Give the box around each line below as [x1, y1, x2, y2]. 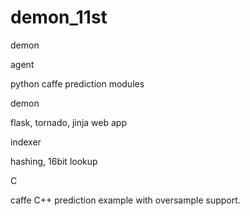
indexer [10, 136, 42, 148]
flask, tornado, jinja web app [10, 116, 127, 128]
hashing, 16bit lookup [10, 155, 98, 167]
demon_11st [10, 6, 108, 29]
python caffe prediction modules [10, 77, 145, 90]
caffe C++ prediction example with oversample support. [10, 194, 241, 206]
